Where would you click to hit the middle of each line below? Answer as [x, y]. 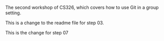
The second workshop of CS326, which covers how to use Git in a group [82, 7]
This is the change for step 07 [37, 33]
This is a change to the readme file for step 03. [55, 23]
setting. [13, 13]
